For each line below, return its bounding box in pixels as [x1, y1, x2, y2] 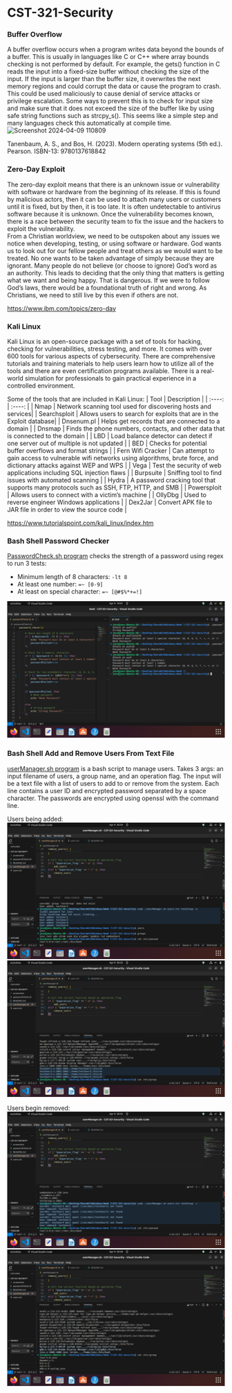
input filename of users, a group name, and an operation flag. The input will [7, 772, 222, 780]
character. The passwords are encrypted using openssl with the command [7, 794, 219, 802]
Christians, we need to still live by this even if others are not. [7, 291, 179, 299]
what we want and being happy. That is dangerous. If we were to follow [7, 276, 211, 284]
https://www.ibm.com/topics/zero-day [7, 304, 116, 313]
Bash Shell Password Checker [7, 536, 110, 546]
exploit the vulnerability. [7, 224, 75, 233]
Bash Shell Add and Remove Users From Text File [7, 749, 175, 759]
